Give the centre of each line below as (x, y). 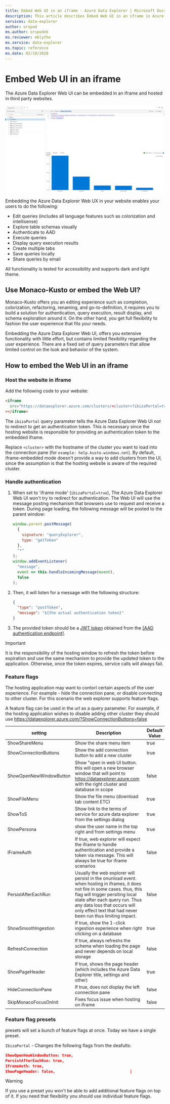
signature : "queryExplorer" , (53, 535)
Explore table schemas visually (45, 227)
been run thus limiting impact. (106, 916)
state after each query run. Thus (109, 900)
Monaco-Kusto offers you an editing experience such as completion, (77, 302)
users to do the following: (32, 206)
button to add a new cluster (103, 756)
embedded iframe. (25, 437)
